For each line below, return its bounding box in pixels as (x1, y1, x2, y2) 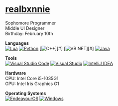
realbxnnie (5, 3, 50, 15)
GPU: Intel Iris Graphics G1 (5, 81, 59, 87)
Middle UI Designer (5, 25, 45, 31)
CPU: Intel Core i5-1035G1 (5, 75, 59, 81)
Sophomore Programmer (5, 20, 56, 26)
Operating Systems (5, 90, 46, 96)
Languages (5, 40, 29, 46)
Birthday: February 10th (5, 30, 53, 36)
